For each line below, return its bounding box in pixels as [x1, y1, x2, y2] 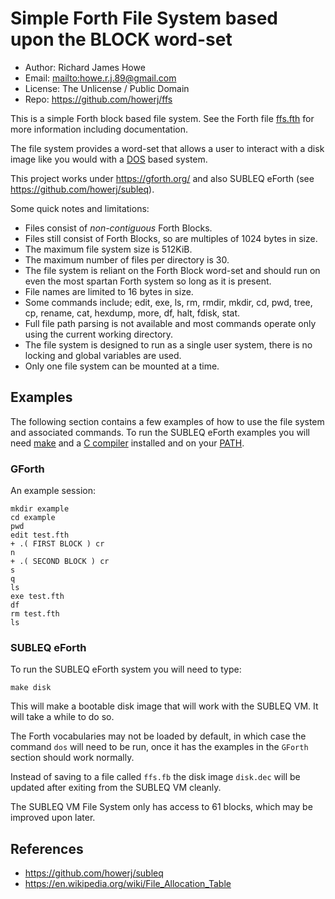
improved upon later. [10, 812, 96, 824]
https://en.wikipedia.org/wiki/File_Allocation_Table [24, 878, 232, 890]
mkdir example [10, 504, 70, 514]
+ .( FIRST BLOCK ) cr [10, 539, 105, 549]
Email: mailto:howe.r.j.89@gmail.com [24, 72, 177, 84]
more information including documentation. [10, 123, 189, 135]
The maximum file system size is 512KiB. [24, 243, 193, 255]
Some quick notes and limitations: [10, 202, 150, 214]
